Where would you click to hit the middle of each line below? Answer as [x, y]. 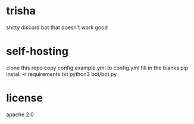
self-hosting [37, 51]
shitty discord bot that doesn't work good [57, 27]
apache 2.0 [20, 115]
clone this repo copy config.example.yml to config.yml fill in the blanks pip [97, 68]
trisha [21, 11]
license [25, 98]
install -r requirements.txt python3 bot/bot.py [62, 74]
